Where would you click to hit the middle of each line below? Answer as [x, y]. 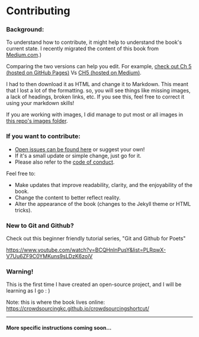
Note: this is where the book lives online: [56, 302]
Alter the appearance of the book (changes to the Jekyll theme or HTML [103, 204]
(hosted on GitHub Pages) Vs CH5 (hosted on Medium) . [74, 73]
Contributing [38, 11]
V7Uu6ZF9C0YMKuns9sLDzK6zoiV [49, 256]
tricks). [23, 210]
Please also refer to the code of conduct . [65, 162]
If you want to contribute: [44, 136]
